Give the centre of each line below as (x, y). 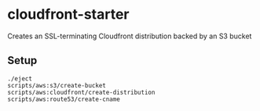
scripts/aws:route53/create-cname (64, 99)
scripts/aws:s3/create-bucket (57, 85)
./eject (20, 79)
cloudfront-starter (69, 14)
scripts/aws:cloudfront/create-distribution (81, 92)
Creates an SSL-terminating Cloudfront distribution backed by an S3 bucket (130, 36)
